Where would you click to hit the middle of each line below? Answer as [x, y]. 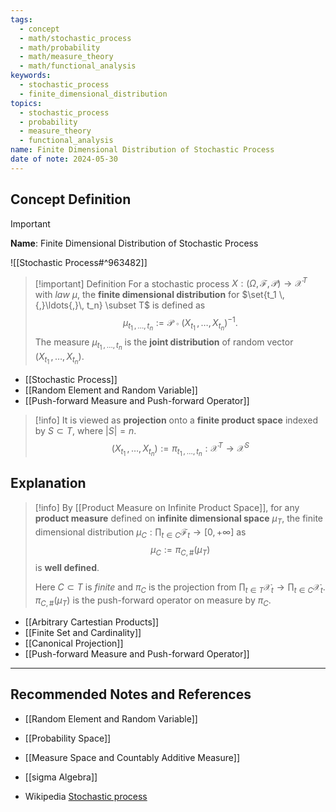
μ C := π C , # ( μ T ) [180, 551]
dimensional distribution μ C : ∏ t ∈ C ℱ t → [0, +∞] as [140, 533]
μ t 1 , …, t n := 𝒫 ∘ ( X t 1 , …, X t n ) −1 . [180, 323]
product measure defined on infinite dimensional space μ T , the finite [178, 519]
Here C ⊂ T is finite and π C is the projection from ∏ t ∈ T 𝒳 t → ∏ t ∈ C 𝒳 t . [180, 588]
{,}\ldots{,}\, [59, 305]
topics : [26, 103]
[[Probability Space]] [68, 738]
